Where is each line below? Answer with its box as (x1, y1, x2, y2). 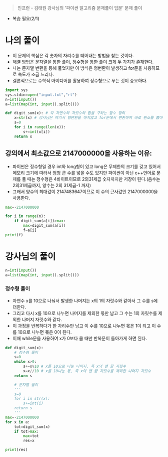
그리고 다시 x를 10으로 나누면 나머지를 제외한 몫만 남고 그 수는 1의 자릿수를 (12, 310, 157, 316)
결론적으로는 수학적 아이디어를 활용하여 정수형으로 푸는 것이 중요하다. (12, 77, 147, 83)
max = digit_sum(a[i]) (23, 223, 66, 228)
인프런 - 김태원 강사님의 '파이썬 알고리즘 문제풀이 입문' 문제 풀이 (17, 5, 142, 11)
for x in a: (5, 419, 30, 424)
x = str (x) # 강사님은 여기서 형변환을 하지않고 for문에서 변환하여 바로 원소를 (14, 115, 154, 120)
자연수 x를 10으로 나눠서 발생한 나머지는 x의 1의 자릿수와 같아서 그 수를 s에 (12, 297, 158, 303)
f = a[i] (23, 228, 37, 233)
